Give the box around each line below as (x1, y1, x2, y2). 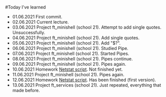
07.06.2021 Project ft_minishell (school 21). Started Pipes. (12, 50, 130, 56)
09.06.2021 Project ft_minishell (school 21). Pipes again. (12, 61, 126, 67)
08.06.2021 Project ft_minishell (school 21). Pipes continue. (12, 56, 133, 61)
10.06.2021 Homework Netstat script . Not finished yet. (12, 66, 123, 72)
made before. (12, 88, 40, 93)
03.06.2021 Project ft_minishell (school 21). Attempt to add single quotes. (12, 24, 162, 30)
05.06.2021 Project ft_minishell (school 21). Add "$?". (12, 40, 121, 46)
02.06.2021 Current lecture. (12, 19, 69, 25)
